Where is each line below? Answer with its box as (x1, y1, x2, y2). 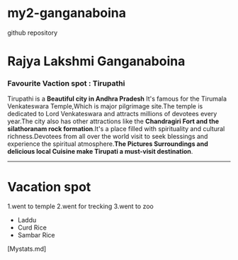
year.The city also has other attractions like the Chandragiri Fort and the (7, 117, 220, 125)
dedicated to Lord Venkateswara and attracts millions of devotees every (7, 110, 217, 118)
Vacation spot (7, 179, 91, 195)
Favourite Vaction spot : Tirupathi (7, 79, 125, 89)
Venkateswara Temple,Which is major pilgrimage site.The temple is (7, 102, 203, 111)
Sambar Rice (17, 231, 55, 239)
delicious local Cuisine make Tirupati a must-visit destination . (7, 147, 193, 156)
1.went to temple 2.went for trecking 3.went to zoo (7, 202, 154, 210)
